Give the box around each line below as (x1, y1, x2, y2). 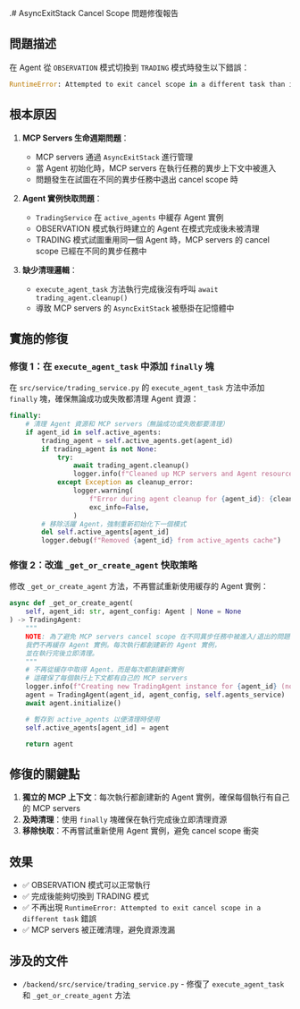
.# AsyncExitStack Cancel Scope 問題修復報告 (9, 8, 179, 18)
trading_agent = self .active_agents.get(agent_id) (41, 436, 234, 445)
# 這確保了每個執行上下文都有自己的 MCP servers (25, 674, 188, 683)
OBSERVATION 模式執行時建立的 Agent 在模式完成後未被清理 (35, 223, 260, 234)
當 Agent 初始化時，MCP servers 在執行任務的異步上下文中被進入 (35, 162, 277, 173)
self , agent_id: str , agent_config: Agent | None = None (25, 607, 242, 616)
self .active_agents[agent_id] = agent (25, 723, 170, 732)
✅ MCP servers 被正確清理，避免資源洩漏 (21, 925, 176, 936)
